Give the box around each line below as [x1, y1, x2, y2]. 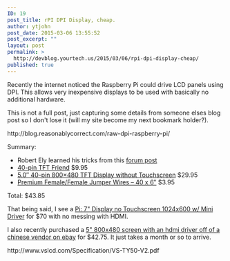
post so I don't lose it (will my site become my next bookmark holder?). [7, 115, 209, 124]
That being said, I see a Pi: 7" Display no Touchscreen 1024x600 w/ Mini [7, 204, 213, 213]
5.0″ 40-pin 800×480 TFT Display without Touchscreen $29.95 [17, 171, 198, 179]
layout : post [7, 42, 45, 49]
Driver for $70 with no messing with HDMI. [7, 212, 128, 220]
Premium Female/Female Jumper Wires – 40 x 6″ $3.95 [17, 177, 175, 186]
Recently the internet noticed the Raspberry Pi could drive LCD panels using [7, 80, 224, 88]
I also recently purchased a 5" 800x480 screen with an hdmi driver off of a [7, 225, 220, 233]
